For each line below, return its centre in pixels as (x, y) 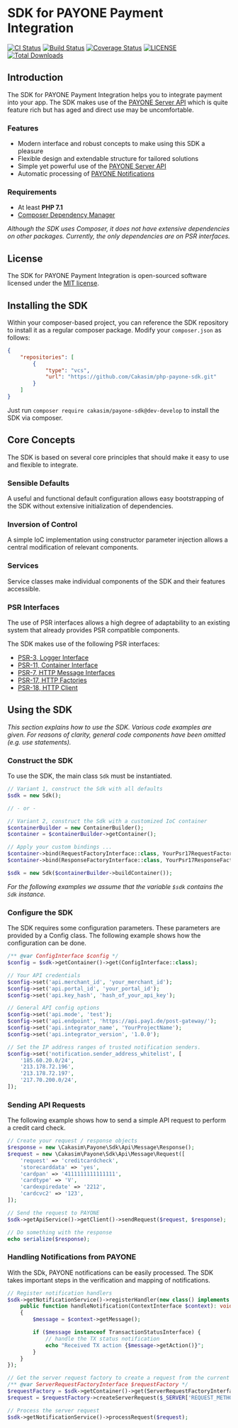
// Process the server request (53, 1410)
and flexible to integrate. (43, 464)
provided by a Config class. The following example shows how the (104, 936)
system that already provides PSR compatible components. (93, 630)
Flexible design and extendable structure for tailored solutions (108, 159)
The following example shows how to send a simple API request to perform (117, 1120)
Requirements (32, 191)
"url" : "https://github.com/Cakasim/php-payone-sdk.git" (131, 377)
